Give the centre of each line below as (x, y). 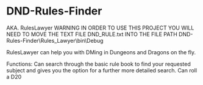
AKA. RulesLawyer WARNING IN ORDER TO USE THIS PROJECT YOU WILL (100, 28)
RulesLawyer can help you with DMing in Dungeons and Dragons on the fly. (101, 52)
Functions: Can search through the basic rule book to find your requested (98, 64)
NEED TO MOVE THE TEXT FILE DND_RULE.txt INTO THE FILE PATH (92, 34)
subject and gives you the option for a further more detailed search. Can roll (101, 70)
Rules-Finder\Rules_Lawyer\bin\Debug (55, 40)
